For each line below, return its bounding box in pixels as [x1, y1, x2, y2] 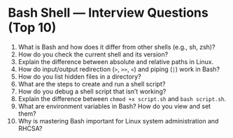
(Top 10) [8, 20, 57, 36]
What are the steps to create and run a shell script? [17, 79, 166, 88]
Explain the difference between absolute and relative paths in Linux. [17, 57, 214, 66]
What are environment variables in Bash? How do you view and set [17, 102, 211, 110]
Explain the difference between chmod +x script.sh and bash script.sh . [17, 94, 227, 102]
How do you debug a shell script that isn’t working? [17, 87, 167, 95]
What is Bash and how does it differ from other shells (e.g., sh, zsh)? [17, 43, 216, 51]
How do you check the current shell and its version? [17, 50, 169, 59]
